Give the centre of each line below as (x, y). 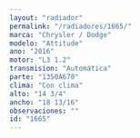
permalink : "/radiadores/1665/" (70, 26)
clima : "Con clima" (46, 85)
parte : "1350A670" (44, 77)
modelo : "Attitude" (46, 43)
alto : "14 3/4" (38, 94)
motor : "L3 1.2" (40, 60)
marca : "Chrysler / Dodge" (60, 34)
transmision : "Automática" (60, 69)
